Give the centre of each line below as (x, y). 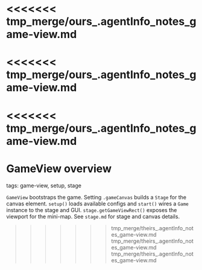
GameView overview (59, 169)
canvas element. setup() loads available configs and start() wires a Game (97, 204)
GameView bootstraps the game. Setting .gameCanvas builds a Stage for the (96, 197)
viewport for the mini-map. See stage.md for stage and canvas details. (93, 216)
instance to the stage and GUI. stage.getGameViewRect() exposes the (92, 210)
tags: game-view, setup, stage (44, 185)
